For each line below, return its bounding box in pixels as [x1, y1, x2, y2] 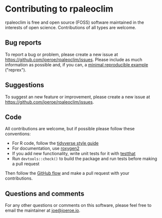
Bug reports [5, 39, 42, 47]
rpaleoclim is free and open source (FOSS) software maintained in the [5, 19, 144, 25]
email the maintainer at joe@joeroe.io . [5, 207, 81, 214]
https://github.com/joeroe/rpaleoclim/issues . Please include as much [5, 57, 143, 62]
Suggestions [5, 81, 44, 89]
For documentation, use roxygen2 [12, 145, 80, 151]
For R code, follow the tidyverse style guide [12, 140, 99, 146]
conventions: [5, 131, 31, 137]
